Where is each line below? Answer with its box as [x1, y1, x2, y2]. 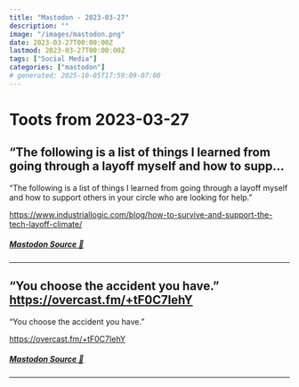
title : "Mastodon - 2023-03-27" [9, 12, 129, 22]
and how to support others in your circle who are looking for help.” [9, 192, 253, 202]
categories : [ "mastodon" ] [9, 63, 105, 72]
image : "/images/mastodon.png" [9, 29, 125, 38]
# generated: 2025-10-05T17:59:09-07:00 [9, 71, 162, 80]
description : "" [9, 21, 69, 30]
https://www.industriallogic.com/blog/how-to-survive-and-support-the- [9, 209, 273, 219]
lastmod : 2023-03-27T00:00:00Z [9, 46, 125, 55]
